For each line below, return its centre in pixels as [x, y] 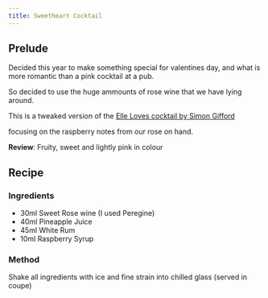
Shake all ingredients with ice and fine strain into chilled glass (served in [128, 277]
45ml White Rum [47, 230]
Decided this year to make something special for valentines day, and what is [134, 68]
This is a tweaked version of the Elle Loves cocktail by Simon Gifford [122, 116]
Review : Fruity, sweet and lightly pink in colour [86, 147]
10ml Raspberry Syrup [57, 239]
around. [21, 101]
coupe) [20, 286]
